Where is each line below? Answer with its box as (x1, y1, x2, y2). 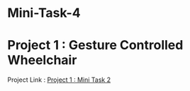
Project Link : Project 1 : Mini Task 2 (7, 75, 111, 84)
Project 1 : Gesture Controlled (7, 37, 184, 54)
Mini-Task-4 (7, 5, 81, 21)
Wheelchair (7, 52, 77, 68)
